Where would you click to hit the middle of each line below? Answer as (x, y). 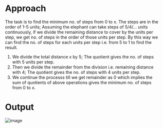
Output (19, 107)
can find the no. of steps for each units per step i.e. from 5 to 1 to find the (78, 42)
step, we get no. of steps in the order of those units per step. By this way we (81, 37)
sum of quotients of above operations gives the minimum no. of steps (82, 82)
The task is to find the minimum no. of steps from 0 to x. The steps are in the (82, 22)
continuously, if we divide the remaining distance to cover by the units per (79, 32)
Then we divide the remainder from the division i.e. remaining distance (83, 67)
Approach (26, 8)
